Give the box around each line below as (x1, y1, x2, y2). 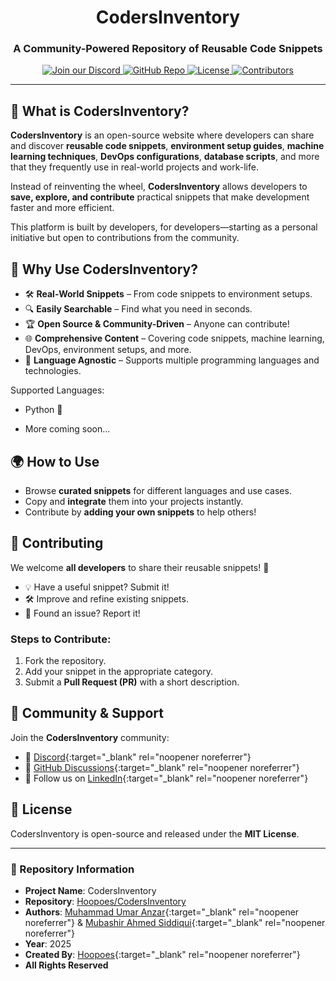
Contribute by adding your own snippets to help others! (24, 506, 257, 518)
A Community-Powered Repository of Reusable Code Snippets (13, 42, 323, 56)
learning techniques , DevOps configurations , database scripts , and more (10, 151, 320, 163)
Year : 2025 (24, 937, 72, 950)
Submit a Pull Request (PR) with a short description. (24, 676, 240, 688)
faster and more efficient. (10, 202, 115, 214)
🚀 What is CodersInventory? (10, 102, 190, 120)
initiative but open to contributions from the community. (10, 232, 240, 244)
